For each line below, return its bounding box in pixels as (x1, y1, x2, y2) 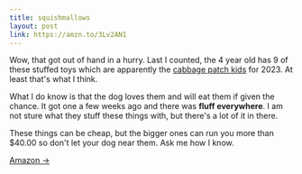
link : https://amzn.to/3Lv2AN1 (9, 30, 127, 39)
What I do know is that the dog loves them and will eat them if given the (9, 91, 275, 102)
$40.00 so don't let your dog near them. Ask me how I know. (9, 137, 234, 149)
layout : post (9, 22, 59, 31)
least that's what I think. (9, 74, 98, 85)
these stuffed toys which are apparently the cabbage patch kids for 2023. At (9, 64, 293, 75)
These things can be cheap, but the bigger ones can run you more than (9, 128, 275, 139)
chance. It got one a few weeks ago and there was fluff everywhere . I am (9, 101, 284, 112)
